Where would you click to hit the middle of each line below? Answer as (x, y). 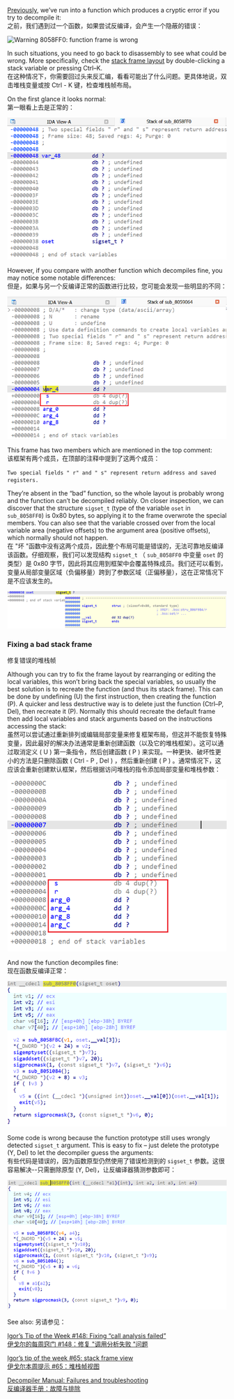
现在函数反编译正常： (38, 971)
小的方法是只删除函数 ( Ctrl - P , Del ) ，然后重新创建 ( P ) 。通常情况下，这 (114, 761)
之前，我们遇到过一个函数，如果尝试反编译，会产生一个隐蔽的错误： (105, 26)
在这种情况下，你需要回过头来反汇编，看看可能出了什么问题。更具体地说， (114, 76)
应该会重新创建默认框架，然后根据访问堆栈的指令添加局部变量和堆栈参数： (114, 770)
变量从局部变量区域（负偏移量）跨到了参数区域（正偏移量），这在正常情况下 (116, 572)
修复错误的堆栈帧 (32, 660)
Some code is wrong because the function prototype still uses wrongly (109, 1137)
